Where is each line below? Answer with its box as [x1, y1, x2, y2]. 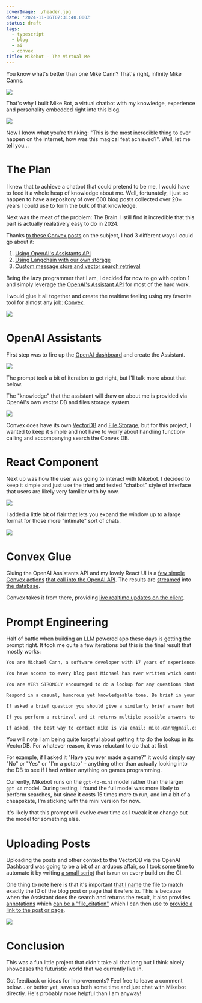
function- [162, 428, 186, 435]
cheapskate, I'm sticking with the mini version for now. [6, 798, 141, 805]
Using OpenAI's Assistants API [14, 249, 91, 257]
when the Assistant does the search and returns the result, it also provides [6, 894, 191, 901]
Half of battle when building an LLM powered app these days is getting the [6, 635, 191, 642]
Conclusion [6, 939, 65, 952]
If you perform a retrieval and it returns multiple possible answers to [6, 714, 195, 720]
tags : [6, 25, 20, 32]
